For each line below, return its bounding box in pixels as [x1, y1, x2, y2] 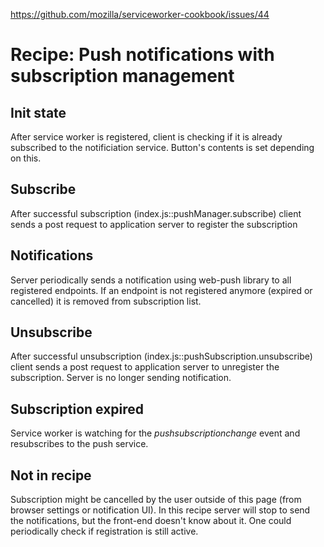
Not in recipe [10, 467, 92, 484]
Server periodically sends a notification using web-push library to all [10, 274, 292, 286]
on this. [10, 152, 42, 164]
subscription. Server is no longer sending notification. [10, 372, 232, 384]
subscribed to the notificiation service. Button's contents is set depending [10, 142, 315, 153]
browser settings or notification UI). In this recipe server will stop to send [10, 504, 311, 516]
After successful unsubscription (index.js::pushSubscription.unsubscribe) [10, 350, 313, 363]
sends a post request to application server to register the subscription [10, 218, 298, 230]
